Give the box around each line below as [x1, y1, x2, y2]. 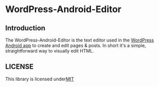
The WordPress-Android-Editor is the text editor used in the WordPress [5, 37, 154, 43]
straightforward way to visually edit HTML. [5, 48, 94, 54]
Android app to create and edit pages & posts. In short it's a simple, [5, 42, 146, 49]
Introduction [5, 24, 46, 32]
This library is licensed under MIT [5, 76, 75, 82]
